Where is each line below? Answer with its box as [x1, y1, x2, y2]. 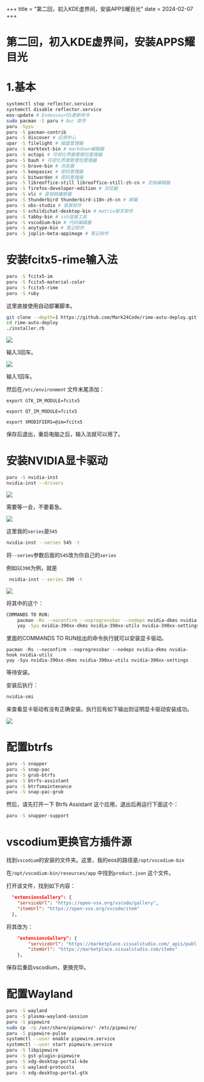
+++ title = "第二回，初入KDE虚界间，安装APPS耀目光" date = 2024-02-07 [6, 5, 194, 12]
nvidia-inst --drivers [6, 480, 64, 486]
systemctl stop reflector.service [6, 101, 94, 107]
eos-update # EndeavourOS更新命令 [6, 112, 90, 118]
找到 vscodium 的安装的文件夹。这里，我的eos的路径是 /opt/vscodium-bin [6, 856, 185, 864]
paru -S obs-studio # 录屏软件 [6, 202, 82, 208]
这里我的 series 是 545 [6, 527, 58, 535]
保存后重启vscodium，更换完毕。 [6, 964, 90, 971]
